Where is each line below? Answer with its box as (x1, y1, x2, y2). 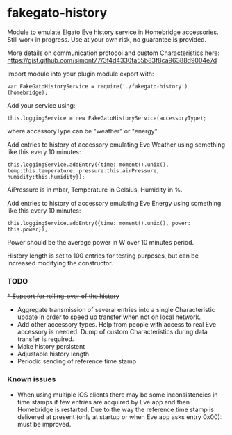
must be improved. (17, 420, 72, 428)
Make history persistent (17, 343, 85, 351)
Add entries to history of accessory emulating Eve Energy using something (7, 199, 222, 207)
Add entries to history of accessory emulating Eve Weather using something (7, 140, 226, 149)
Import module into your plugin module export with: (7, 69, 154, 78)
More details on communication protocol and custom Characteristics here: (7, 49, 220, 57)
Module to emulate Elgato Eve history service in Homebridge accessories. (7, 28, 219, 36)
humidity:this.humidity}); (7, 173, 85, 180)
